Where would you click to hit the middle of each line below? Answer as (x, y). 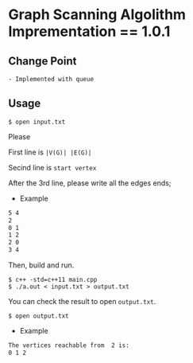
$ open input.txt (37, 122)
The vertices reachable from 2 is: (69, 345)
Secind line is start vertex (52, 167)
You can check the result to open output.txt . (82, 302)
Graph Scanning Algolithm (97, 15)
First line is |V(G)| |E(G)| (50, 152)
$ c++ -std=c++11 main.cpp (53, 280)
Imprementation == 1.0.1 (89, 31)
